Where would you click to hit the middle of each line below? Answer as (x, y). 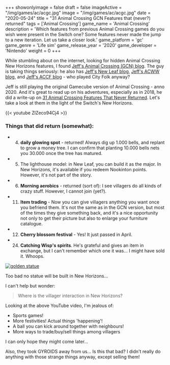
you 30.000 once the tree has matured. (61, 153)
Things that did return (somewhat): (50, 126)
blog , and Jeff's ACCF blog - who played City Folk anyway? (68, 77)
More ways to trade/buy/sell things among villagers (66, 332)
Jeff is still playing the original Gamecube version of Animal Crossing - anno (85, 87)
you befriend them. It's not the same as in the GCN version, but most (92, 207)
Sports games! (28, 316)
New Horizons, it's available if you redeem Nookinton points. (84, 170)
